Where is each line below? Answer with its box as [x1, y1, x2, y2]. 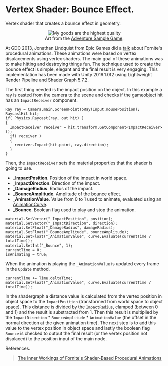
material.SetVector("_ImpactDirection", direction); [5, 221, 118, 226]
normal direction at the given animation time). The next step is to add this [5, 320, 156, 326]
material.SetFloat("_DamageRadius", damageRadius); [5, 225, 115, 230]
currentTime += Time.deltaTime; [5, 275, 73, 281]
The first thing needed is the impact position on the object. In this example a [5, 86, 162, 92]
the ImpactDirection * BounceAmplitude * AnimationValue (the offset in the [5, 314, 157, 320]
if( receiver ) [10, 133, 42, 139]
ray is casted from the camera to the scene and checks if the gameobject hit [5, 92, 163, 98]
